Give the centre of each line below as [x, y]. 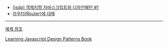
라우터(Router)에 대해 [33, 13]
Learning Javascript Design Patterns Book [49, 39]
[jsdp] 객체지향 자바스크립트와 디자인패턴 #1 [55, 7]
